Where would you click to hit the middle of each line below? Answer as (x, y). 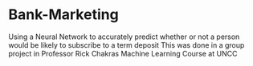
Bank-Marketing (63, 15)
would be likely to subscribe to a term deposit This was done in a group (126, 45)
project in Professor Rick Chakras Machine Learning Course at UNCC (123, 53)
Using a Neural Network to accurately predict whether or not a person (124, 37)
